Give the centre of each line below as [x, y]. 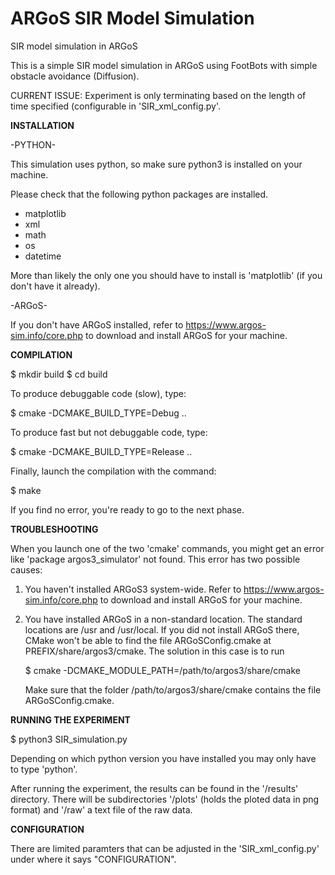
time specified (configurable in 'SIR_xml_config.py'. [116, 106]
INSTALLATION [42, 125]
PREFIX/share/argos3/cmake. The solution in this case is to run [154, 651]
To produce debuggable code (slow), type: [98, 393]
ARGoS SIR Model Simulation [132, 18]
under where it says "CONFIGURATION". [93, 859]
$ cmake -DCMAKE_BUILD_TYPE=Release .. [101, 451]
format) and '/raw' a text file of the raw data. [101, 809]
